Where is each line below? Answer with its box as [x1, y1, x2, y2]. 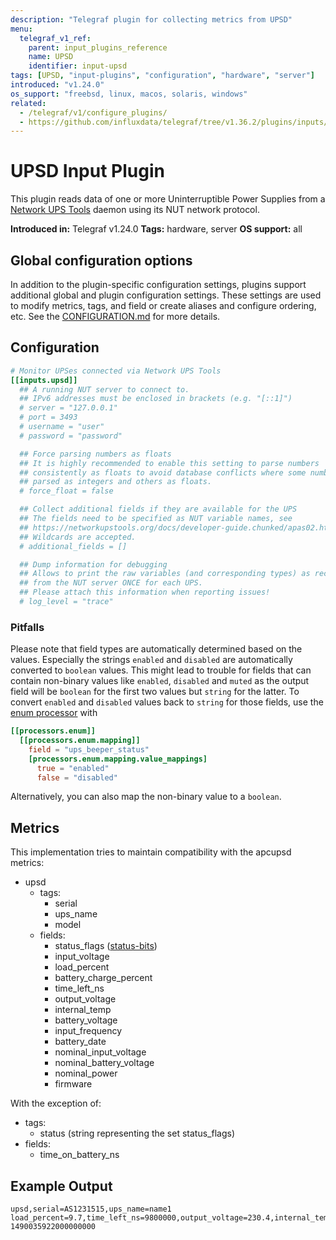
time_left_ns [54, 982, 105, 995]
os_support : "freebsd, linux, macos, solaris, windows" [10, 89, 248, 99]
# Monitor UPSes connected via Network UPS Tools [10, 366, 222, 376]
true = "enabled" [36, 763, 110, 773]
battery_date [54, 1036, 107, 1048]
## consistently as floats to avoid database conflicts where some [19, 467, 307, 478]
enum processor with [10, 707, 98, 719]
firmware [54, 1078, 93, 1090]
